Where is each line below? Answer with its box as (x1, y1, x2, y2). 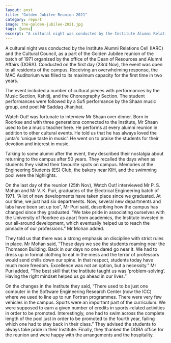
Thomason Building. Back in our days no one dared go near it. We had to (5, 246, 158, 252)
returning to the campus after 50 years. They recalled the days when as (5, 156, 156, 162)
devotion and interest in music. (5, 141, 70, 147)
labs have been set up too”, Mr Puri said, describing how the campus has (5, 204, 158, 209)
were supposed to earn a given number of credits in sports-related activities (5, 305, 165, 311)
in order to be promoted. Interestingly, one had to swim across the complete (5, 310, 164, 316)
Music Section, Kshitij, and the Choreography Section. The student (5, 93, 145, 99)
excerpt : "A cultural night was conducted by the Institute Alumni (5, 31, 152, 36)
